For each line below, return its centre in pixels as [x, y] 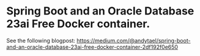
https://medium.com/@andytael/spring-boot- [133, 40]
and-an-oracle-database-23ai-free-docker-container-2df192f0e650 [92, 47]
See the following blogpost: [41, 40]
